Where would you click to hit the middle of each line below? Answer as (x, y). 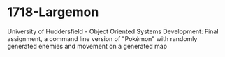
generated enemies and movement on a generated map (87, 46)
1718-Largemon (53, 12)
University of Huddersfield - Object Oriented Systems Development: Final (113, 31)
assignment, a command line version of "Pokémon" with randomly (102, 38)
